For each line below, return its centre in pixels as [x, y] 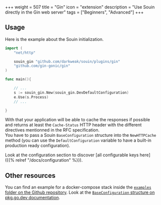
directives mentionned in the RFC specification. [52, 130]
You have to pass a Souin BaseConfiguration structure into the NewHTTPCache [81, 135]
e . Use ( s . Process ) [31, 97]
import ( [14, 48]
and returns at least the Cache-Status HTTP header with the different [73, 125]
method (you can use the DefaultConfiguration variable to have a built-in [78, 140]
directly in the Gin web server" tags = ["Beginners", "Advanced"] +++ [74, 12]
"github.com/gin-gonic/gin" [42, 66]
